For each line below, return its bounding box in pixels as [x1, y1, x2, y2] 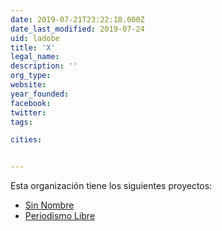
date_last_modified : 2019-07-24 [10, 24, 145, 34]
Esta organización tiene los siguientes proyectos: [10, 180, 213, 192]
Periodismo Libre [24, 210, 96, 222]
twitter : [10, 107, 47, 118]
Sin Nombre [24, 199, 75, 211]
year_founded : [10, 89, 70, 99]
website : [10, 80, 47, 90]
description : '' [10, 61, 78, 71]
